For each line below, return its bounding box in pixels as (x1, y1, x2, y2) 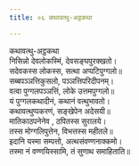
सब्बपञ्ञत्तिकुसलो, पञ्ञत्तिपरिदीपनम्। (9, 75, 114, 86)
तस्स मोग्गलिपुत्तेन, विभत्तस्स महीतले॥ (9, 126, 113, 137)
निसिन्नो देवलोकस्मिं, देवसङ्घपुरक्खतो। (9, 55, 118, 66)
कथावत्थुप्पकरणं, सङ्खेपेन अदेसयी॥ (9, 105, 111, 116)
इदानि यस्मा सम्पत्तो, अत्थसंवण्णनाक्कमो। (9, 136, 123, 146)
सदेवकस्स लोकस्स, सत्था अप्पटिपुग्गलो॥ (9, 65, 123, 76)
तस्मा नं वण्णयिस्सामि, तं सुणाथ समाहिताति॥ (9, 145, 131, 156)
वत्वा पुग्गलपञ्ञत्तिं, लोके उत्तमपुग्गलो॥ (9, 86, 115, 96)
